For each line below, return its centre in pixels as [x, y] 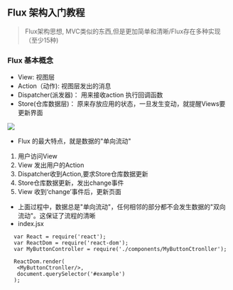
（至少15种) [42, 40]
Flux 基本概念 [31, 60]
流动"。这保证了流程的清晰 [56, 216]
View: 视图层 [36, 77]
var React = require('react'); [60, 237]
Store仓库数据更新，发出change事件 [71, 183]
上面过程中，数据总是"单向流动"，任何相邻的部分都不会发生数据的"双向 [121, 207]
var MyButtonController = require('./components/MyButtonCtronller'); [120, 249]
